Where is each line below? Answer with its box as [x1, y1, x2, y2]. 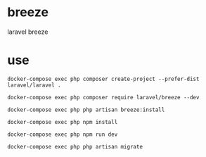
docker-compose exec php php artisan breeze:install [7, 106, 165, 113]
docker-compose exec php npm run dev [7, 131, 118, 138]
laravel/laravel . [7, 82, 61, 89]
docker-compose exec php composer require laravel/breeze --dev [7, 94, 200, 101]
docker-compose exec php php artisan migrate [7, 143, 143, 150]
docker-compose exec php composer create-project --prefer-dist [7, 75, 200, 82]
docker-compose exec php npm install [7, 118, 118, 125]
